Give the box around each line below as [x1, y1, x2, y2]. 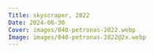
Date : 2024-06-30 [8, 19, 66, 26]
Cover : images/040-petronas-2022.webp [8, 26, 136, 34]
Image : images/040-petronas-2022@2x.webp [8, 33, 147, 41]
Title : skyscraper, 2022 [8, 11, 90, 19]
